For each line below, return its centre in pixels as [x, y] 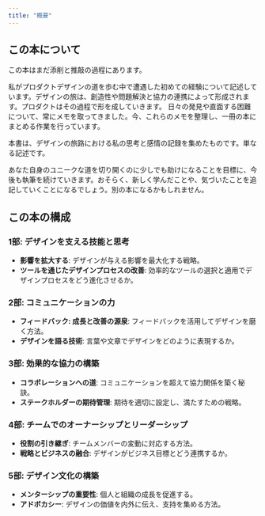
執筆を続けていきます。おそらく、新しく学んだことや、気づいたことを [136, 180]
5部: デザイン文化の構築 [54, 476]
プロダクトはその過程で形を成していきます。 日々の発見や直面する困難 [136, 107]
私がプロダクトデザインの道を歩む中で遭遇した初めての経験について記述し [129, 87]
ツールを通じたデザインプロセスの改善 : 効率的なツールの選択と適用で [132, 271]
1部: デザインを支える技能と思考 [69, 241]
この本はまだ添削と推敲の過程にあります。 [77, 70]
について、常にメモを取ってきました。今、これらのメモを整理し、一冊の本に [132, 116]
